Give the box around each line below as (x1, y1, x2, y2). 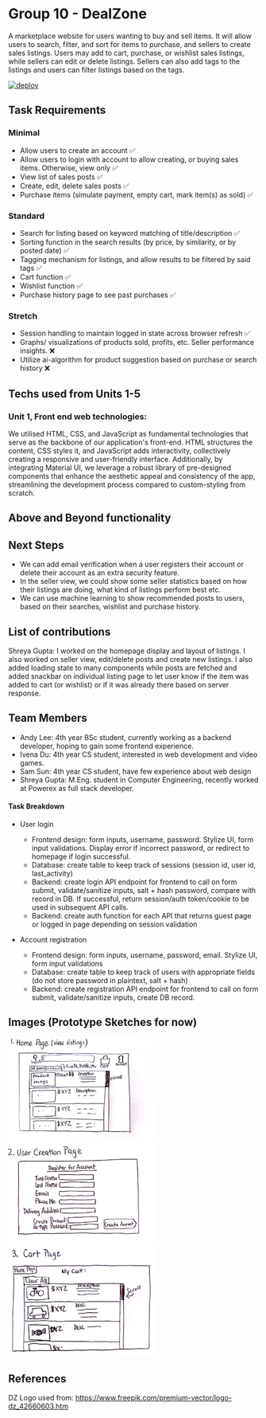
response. (8, 688, 41, 698)
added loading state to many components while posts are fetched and (8, 663, 237, 672)
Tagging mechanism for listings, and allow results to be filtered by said (19, 254, 251, 264)
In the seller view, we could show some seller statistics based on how (19, 577, 248, 586)
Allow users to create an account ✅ (19, 145, 136, 155)
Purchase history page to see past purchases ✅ (19, 290, 176, 300)
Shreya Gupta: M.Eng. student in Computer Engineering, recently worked (19, 774, 259, 785)
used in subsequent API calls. (31, 902, 129, 912)
